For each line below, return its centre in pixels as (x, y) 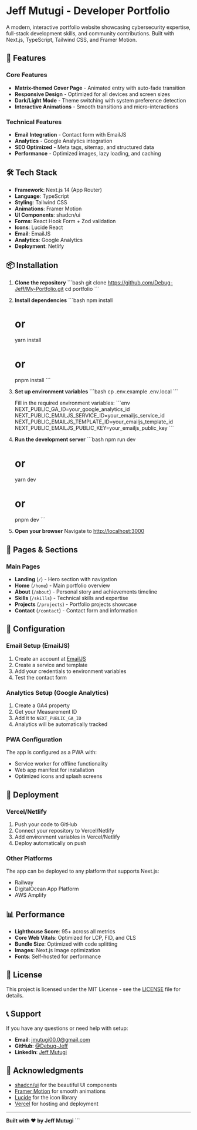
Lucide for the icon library (46, 1097)
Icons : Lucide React (39, 227)
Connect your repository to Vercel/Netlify (64, 830)
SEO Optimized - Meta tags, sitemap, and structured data (84, 147)
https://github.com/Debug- (140, 282)
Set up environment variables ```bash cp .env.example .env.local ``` (96, 392)
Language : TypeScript (42, 196)
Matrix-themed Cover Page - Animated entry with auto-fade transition (100, 88)
